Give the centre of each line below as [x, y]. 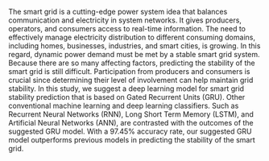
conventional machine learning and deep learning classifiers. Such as [124, 105]
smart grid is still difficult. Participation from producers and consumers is [129, 71]
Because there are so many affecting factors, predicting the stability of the [132, 63]
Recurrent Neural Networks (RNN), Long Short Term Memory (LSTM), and [131, 114]
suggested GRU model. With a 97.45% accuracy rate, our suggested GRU [130, 131]
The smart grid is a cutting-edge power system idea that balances [118, 12]
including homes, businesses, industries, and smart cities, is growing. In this [134, 46]
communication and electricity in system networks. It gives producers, [125, 20]
